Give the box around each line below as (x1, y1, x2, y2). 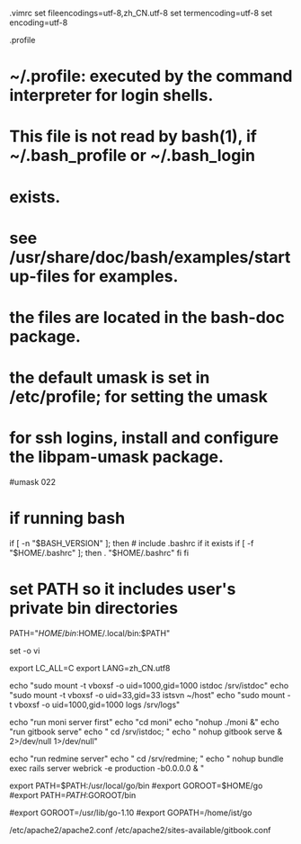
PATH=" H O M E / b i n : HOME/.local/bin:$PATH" (9, 627, 171, 638)
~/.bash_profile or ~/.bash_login (9, 146, 256, 166)
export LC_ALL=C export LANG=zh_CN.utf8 (9, 662, 171, 673)
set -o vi (9, 645, 40, 656)
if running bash (9, 508, 126, 529)
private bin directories (9, 598, 178, 619)
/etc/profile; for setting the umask (9, 387, 268, 408)
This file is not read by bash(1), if (9, 126, 258, 147)
